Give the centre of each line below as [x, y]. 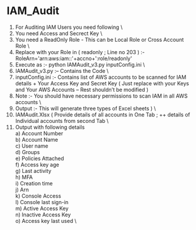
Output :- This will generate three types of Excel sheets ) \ [86, 108]
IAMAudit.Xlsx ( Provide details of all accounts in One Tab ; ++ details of [102, 114]
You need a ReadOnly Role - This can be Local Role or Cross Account [99, 39]
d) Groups [27, 152]
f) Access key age [37, 164]
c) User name [32, 146]
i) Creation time [34, 183]
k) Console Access [38, 196]
